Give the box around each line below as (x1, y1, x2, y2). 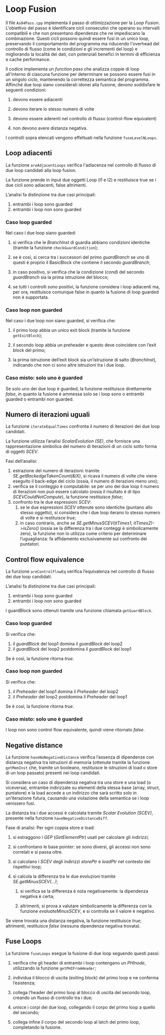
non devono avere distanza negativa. (12, 125, 88, 131)
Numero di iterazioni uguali (5, 411, 90, 419)
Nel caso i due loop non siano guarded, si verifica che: (5, 318, 116, 324)
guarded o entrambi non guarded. (5, 396, 74, 402)
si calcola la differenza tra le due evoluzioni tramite (12, 873, 116, 879)
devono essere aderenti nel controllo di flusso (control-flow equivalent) (12, 115, 157, 121)
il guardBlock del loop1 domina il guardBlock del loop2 (12, 641, 123, 647)
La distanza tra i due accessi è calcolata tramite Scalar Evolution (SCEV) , (5, 810, 153, 816)
